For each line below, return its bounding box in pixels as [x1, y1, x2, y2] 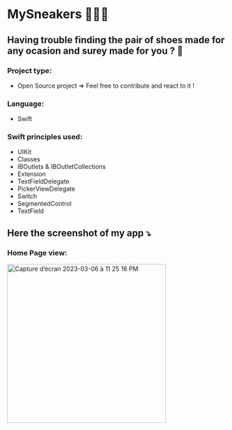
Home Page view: [7, 248, 67, 257]
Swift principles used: [7, 132, 83, 142]
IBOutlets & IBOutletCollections [17, 163, 106, 171]
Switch [17, 192, 38, 200]
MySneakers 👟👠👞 [7, 6, 109, 22]
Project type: [7, 65, 52, 75]
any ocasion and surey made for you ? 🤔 [7, 45, 183, 56]
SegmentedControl [17, 200, 72, 208]
